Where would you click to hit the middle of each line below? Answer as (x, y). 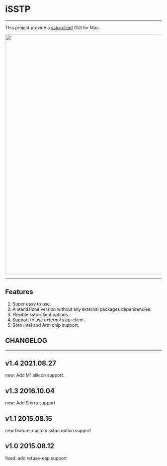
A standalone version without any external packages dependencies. (82, 309)
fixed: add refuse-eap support (36, 458)
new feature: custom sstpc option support (48, 430)
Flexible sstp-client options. (41, 314)
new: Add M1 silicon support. (35, 375)
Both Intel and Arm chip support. (46, 325)
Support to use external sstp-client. (49, 320)
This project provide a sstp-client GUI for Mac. (53, 27)
